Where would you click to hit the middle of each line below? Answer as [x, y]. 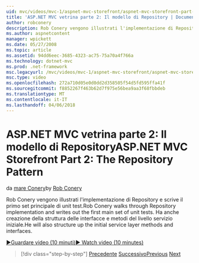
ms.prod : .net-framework [37, 66]
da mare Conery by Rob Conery [44, 188]
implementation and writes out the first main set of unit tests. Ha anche [93, 212]
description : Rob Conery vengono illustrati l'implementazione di [90, 28]
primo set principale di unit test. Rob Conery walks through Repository [91, 206]
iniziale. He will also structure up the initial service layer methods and [90, 225]
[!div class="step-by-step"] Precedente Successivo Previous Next [100, 254]
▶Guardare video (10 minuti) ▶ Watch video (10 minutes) [75, 242]
